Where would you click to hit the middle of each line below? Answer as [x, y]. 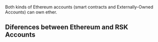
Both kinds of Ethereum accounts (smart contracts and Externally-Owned [79, 7]
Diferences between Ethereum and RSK [67, 27]
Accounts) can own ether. [31, 12]
